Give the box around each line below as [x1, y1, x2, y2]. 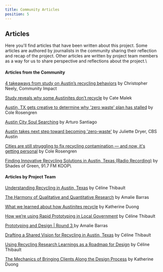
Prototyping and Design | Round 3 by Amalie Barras [5, 222, 108, 228]
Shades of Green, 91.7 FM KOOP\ [5, 163, 71, 169]
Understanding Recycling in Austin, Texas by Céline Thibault [5, 185, 126, 191]
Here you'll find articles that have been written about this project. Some [5, 42, 148, 49]
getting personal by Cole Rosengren [5, 148, 77, 154]
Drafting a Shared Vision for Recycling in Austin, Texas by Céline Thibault [5, 232, 151, 238]
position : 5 [5, 12, 29, 17]
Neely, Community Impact [5, 85, 57, 91]
